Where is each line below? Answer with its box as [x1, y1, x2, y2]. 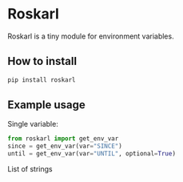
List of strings [7, 164, 53, 174]
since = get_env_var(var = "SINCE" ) [7, 142, 123, 151]
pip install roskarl [7, 75, 77, 84]
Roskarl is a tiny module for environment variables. [7, 31, 174, 41]
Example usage [7, 98, 86, 112]
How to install [7, 55, 78, 68]
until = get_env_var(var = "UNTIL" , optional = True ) [7, 150, 177, 158]
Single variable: [7, 119, 59, 129]
